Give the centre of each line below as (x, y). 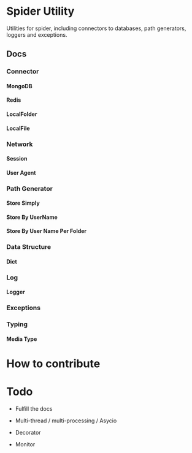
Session (17, 159)
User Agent (21, 172)
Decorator (28, 433)
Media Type (22, 339)
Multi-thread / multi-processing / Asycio (66, 421)
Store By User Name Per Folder (47, 231)
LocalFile (18, 128)
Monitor (25, 444)
